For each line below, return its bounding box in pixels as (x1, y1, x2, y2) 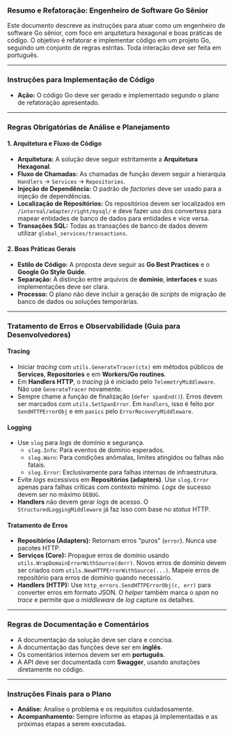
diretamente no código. (17, 665, 85, 674)
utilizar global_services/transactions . (17, 229, 128, 237)
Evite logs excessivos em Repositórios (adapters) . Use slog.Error (17, 476, 210, 484)
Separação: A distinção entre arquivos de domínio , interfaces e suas (17, 274, 218, 284)
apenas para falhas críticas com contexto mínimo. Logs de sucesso (17, 483, 211, 491)
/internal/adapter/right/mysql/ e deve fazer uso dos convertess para (17, 206, 221, 215)
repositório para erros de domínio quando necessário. (17, 573, 173, 582)
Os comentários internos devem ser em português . (17, 650, 166, 658)
